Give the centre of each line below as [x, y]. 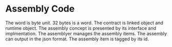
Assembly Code [40, 9]
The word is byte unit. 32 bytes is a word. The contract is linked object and [84, 23]
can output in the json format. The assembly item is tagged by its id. [77, 39]
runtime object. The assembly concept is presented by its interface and [81, 28]
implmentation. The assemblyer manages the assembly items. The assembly [86, 33]
